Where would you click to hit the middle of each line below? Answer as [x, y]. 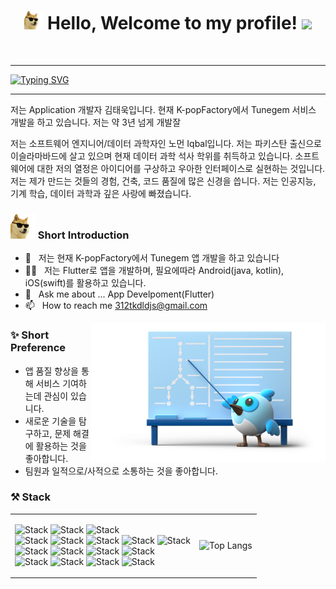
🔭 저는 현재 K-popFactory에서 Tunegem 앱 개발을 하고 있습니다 [152, 258]
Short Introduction [83, 235]
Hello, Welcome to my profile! [172, 23]
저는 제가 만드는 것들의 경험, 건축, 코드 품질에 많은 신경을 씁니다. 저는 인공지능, [163, 181]
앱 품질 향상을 [51, 371]
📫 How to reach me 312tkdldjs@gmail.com [116, 306]
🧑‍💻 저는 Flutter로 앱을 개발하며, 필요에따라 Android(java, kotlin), [154, 271]
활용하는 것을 [61, 446]
